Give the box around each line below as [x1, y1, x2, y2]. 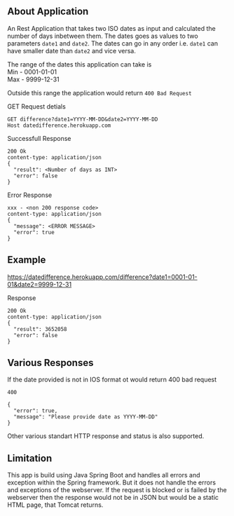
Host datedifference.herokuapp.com [7, 122, 111, 129]
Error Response [7, 191, 53, 199]
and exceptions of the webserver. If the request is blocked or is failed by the [7, 486, 227, 494]
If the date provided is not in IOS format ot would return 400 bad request [7, 375, 217, 384]
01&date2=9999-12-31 [7, 280, 72, 288]
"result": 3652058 [13, 325, 68, 332]
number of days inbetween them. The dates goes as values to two [7, 32, 198, 40]
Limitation [7, 452, 53, 464]
